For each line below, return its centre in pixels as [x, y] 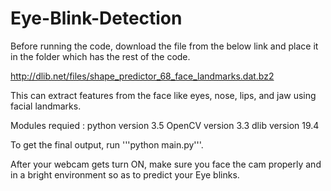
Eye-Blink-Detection [96, 18]
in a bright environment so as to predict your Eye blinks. [125, 174]
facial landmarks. [46, 106]
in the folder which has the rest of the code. [100, 56]
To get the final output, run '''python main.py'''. [107, 144]
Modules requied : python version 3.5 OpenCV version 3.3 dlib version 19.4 [165, 125]
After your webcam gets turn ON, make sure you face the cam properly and [166, 164]
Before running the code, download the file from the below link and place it [164, 46]
